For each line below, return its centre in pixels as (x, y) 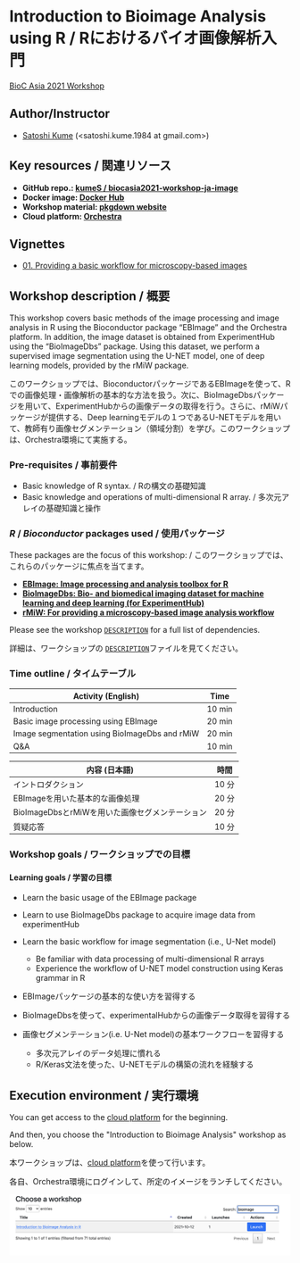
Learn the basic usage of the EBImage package (109, 898)
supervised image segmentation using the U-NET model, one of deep (137, 356)
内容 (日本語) (110, 769)
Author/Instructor (59, 114)
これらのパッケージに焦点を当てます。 (79, 566)
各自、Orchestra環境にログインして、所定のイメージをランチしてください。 (148, 1182)
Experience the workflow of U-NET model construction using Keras (159, 968)
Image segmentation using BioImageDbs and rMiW (106, 734)
